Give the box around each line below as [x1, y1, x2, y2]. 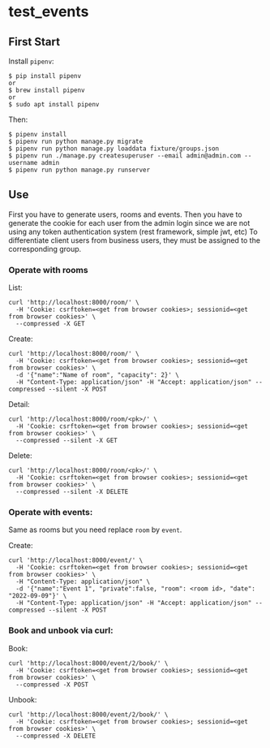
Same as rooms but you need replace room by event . [8, 525, 182, 534]
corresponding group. [8, 244, 82, 253]
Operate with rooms [8, 264, 88, 275]
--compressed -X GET [15, 320, 85, 328]
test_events [8, 2, 89, 21]
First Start [8, 35, 61, 49]
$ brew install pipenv [8, 86, 85, 94]
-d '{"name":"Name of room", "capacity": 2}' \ [15, 371, 180, 379]
